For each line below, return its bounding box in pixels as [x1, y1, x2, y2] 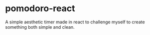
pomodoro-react [5, 3, 76, 14]
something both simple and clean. [5, 24, 75, 30]
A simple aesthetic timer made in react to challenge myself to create [5, 19, 146, 25]
